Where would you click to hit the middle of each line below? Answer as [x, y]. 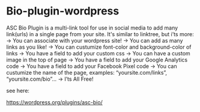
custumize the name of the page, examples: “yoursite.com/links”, [86, 72]
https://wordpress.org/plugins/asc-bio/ [55, 102]
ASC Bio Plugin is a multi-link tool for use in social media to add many [92, 28]
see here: [18, 90]
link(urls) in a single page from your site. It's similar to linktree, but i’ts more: [100, 34]
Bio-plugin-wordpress [63, 11]
